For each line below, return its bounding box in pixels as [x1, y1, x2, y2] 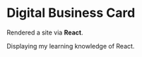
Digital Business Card [6, 5, 136, 21]
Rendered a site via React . [6, 28, 83, 37]
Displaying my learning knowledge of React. [6, 42, 135, 50]
